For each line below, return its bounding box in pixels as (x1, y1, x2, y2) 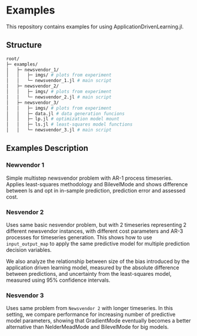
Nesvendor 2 (6, 207, 44, 216)
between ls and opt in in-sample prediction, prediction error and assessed (6, 187, 186, 194)
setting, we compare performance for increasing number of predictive (6, 311, 176, 318)
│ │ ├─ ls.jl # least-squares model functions (6, 121, 133, 127)
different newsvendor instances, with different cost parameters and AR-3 (6, 228, 183, 235)
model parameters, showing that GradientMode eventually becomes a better (6, 317, 191, 324)
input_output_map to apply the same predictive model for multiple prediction (6, 240, 190, 247)
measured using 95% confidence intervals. (6, 276, 111, 284)
